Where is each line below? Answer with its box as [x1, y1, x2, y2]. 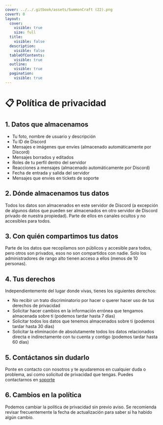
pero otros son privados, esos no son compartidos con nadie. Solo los [5, 250, 147, 256]
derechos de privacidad [12, 302, 60, 309]
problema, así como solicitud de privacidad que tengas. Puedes [5, 372, 134, 377]
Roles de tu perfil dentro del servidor [12, 159, 87, 165]
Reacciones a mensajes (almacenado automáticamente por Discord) [12, 165, 150, 171]
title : [9, 35, 23, 40]
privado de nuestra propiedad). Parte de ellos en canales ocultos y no [5, 213, 146, 219]
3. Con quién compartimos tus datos [5, 232, 118, 240]
